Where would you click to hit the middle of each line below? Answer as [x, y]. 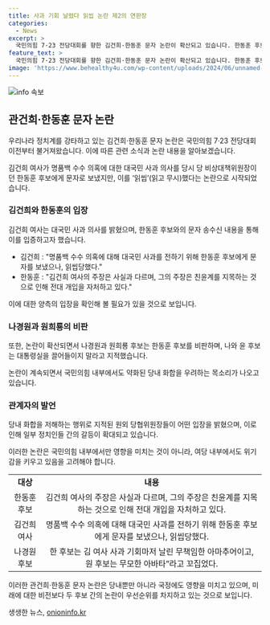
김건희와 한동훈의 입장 [48, 210]
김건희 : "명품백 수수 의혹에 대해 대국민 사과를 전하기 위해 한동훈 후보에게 [134, 256]
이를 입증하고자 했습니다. [47, 239]
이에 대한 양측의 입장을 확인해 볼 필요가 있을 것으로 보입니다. [102, 304]
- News [27, 31]
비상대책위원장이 [231, 167]
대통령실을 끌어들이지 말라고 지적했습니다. [82, 356]
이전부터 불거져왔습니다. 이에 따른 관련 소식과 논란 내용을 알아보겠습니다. [122, 150]
